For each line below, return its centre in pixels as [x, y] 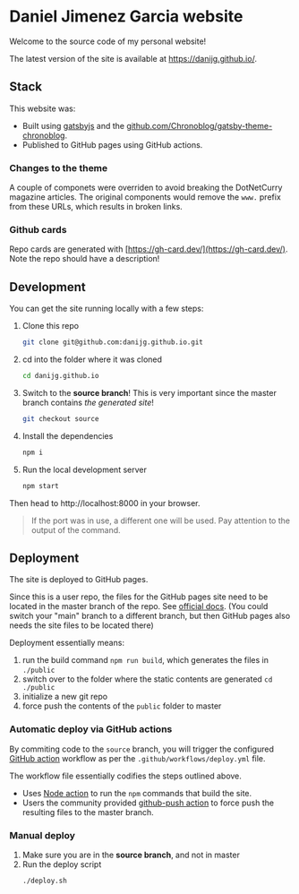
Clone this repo [50, 326]
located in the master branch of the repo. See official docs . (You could [139, 606]
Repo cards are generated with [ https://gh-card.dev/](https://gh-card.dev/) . [149, 249]
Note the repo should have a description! [85, 259]
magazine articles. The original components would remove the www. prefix [145, 197]
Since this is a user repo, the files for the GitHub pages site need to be [139, 597]
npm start [41, 486]
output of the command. [76, 529]
